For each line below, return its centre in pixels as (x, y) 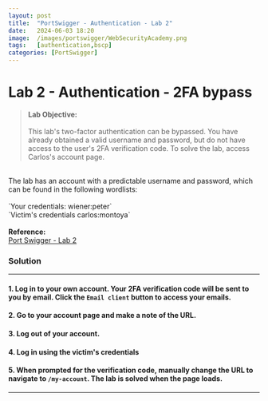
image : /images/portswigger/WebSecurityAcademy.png (98, 38)
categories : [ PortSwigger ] (53, 53)
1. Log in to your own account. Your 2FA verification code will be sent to (129, 288)
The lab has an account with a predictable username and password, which (131, 181)
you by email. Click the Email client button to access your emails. (120, 297)
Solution (25, 260)
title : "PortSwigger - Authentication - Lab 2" (91, 23)
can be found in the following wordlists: (73, 189)
